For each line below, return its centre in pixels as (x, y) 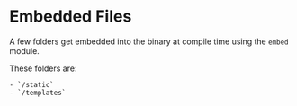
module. (25, 50)
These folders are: (43, 68)
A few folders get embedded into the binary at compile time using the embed (149, 41)
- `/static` (31, 84)
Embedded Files (71, 17)
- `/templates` (38, 93)
